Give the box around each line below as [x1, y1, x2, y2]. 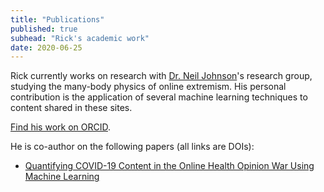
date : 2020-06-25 [10, 42, 83, 53]
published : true [10, 24, 78, 34]
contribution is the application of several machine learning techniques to [10, 91, 308, 103]
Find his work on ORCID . [10, 121, 111, 133]
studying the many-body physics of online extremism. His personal [10, 81, 287, 93]
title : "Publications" [10, 14, 105, 25]
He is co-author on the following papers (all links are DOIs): [10, 141, 255, 153]
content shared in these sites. [10, 102, 133, 114]
